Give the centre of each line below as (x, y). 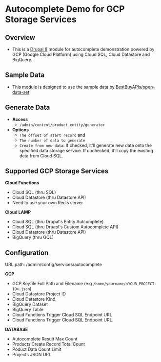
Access (20, 119)
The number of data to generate (52, 141)
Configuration (27, 253)
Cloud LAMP (18, 212)
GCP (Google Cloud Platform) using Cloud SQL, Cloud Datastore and (81, 54)
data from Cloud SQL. (41, 156)
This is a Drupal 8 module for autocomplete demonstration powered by (83, 49)
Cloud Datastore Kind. (34, 299)
